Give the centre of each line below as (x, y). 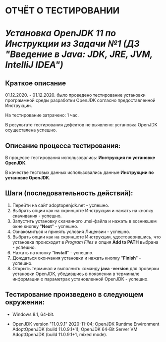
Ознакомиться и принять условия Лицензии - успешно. (71, 231)
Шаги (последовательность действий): (69, 193)
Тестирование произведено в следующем (74, 295)
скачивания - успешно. (37, 216)
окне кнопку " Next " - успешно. (45, 226)
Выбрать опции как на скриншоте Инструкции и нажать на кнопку (83, 210)
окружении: (25, 302)
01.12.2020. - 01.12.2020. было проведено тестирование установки (75, 95)
